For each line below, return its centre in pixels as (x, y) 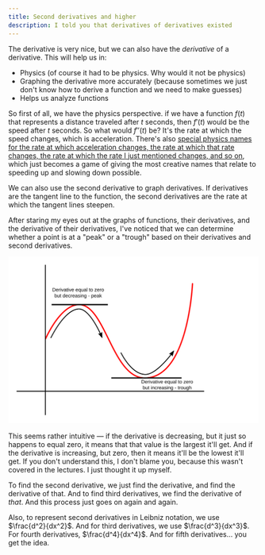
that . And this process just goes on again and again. (93, 502)
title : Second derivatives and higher (72, 17)
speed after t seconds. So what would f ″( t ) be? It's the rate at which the (125, 130)
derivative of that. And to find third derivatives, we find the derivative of (125, 493)
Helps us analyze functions (64, 98)
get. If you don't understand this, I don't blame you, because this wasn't (126, 461)
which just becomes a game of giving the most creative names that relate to (132, 164)
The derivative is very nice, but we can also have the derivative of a (119, 48)
